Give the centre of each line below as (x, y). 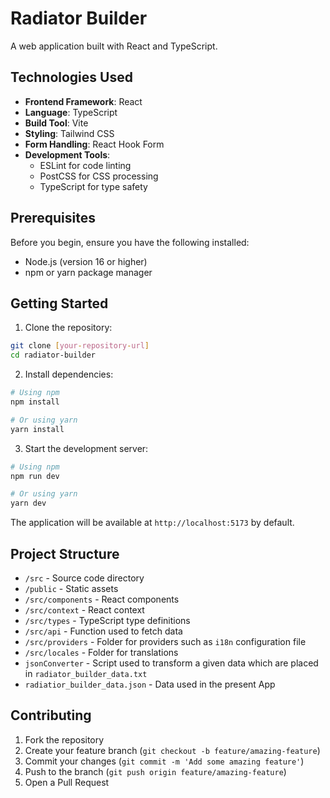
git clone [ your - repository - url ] (80, 346)
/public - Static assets (71, 588)
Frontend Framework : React (83, 101)
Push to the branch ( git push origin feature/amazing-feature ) (155, 771)
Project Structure (65, 553)
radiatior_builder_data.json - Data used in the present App (150, 684)
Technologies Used (71, 77)
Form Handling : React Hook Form (94, 144)
